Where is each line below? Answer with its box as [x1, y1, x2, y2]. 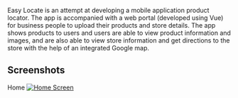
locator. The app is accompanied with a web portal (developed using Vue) [7, 13, 224, 22]
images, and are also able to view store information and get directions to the [7, 36, 230, 45]
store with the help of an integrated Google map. [7, 44, 150, 52]
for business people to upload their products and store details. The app [7, 21, 216, 29]
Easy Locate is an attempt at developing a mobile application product [7, 6, 210, 14]
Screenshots [7, 64, 65, 77]
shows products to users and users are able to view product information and [7, 28, 231, 37]
